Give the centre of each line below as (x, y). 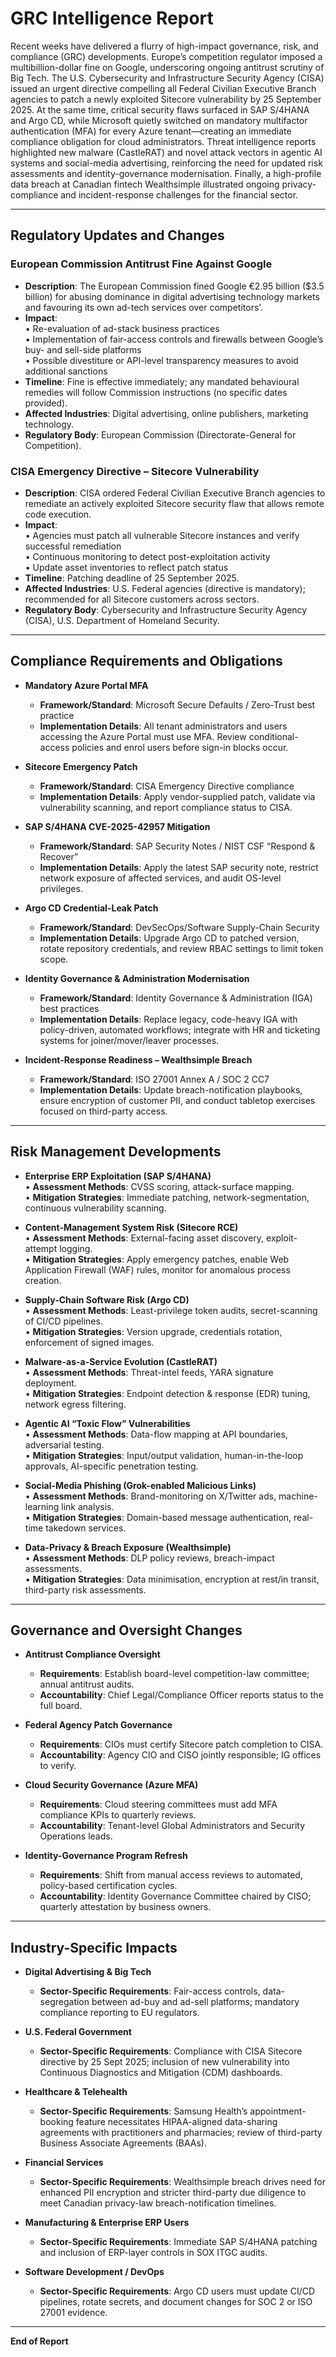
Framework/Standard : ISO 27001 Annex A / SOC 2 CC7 (154, 1079)
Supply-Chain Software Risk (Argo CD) (107, 1299)
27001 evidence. (73, 2313)
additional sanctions (66, 371)
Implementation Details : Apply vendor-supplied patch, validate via (177, 796)
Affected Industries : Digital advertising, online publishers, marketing (166, 413)
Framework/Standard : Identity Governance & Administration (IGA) (176, 998)
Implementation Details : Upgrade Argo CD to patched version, (169, 938)
